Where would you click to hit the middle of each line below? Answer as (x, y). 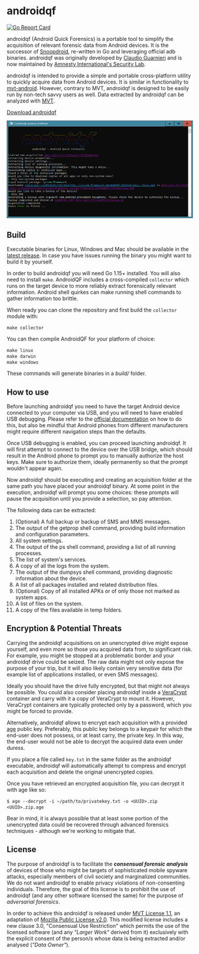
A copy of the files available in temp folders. (69, 610)
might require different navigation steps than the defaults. (77, 431)
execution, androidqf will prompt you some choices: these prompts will (93, 492)
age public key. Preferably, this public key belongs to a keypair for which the (99, 729)
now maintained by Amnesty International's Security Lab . (76, 64)
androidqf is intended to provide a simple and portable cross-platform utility (99, 75)
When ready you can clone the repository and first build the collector (92, 310)
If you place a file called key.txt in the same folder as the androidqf (89, 759)
